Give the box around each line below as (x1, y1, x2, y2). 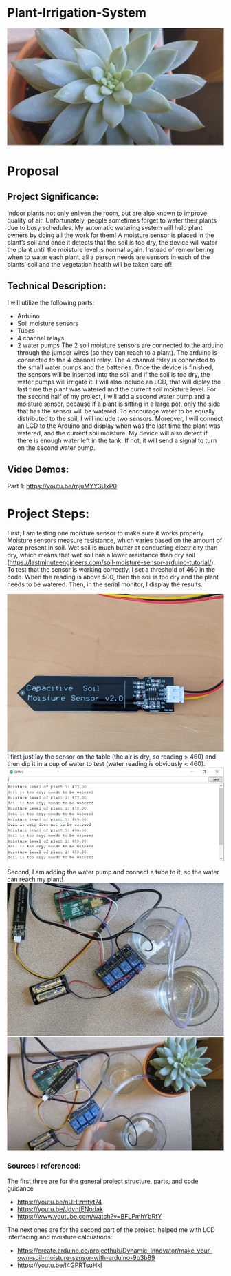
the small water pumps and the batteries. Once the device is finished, (16, 363, 214, 371)
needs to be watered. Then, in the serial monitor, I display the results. (7, 580, 203, 588)
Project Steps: (7, 506, 90, 522)
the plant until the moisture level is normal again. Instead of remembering (7, 246, 214, 254)
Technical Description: (7, 280, 107, 292)
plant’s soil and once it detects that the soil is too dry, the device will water (7, 238, 218, 247)
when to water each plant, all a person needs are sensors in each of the (7, 253, 210, 261)
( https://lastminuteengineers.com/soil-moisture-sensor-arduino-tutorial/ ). (7, 558, 215, 566)
